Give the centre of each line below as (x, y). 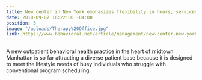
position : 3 (21, 23)
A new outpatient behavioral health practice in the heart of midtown (90, 51)
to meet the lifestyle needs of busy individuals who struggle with (86, 64)
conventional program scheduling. (49, 70)
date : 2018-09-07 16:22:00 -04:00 (50, 17)
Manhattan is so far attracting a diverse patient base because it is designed (99, 58)
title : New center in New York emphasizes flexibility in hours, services (102, 12)
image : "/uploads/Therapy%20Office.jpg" (58, 29)
